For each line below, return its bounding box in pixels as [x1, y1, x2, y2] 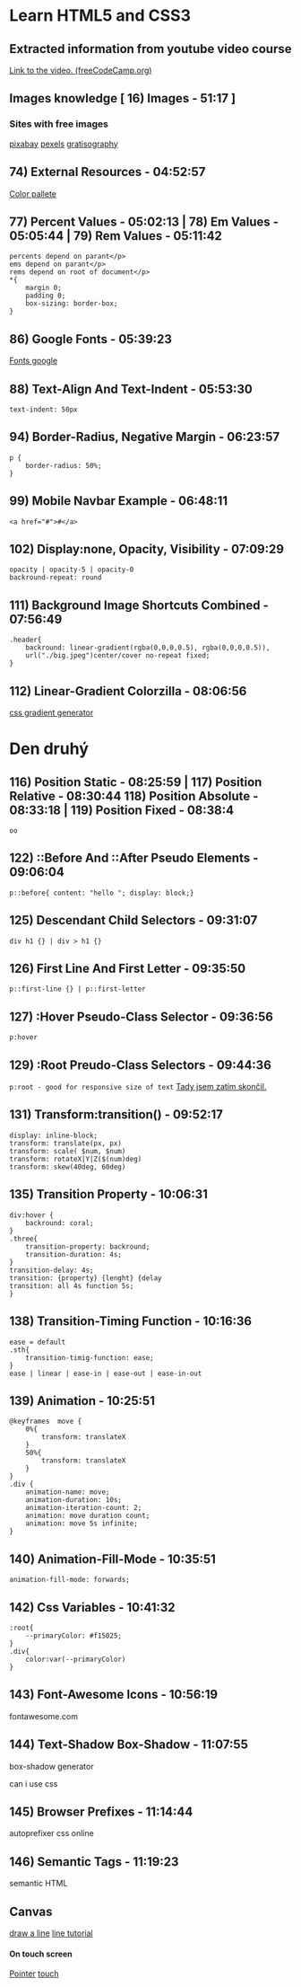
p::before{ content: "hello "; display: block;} [9, 888, 194, 897]
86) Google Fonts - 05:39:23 [9, 331, 173, 347]
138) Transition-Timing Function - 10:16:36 [9, 1313, 253, 1329]
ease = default [9, 1338, 66, 1347]
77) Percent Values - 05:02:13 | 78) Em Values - [9, 214, 279, 229]
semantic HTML [9, 1878, 68, 1889]
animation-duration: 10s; [25, 1496, 123, 1505]
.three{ [9, 1234, 39, 1243]
